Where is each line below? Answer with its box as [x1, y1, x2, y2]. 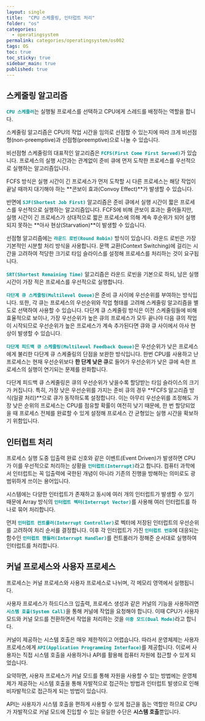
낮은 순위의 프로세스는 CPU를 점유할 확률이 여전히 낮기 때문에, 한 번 [12, 402, 174, 409]
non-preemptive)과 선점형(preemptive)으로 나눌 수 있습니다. [13, 136, 160, 144]
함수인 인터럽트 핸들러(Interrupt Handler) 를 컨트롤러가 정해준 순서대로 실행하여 [6, 534, 197, 541]
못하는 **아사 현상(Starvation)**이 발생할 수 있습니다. [17, 222, 147, 229]
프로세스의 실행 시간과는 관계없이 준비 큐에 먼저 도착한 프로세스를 [19, 157, 174, 165]
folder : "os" [6, 20, 40, 26]
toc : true [6, 49, 32, 55]
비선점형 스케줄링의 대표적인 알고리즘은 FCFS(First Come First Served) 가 [6, 149, 186, 157]
